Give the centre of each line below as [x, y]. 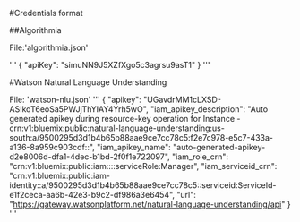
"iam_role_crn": [200, 157]
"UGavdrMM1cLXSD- [182, 99]
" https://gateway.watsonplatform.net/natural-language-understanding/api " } [150, 204]
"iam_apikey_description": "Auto [210, 109]
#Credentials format [46, 13]
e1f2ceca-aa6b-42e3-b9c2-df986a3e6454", [92, 195]
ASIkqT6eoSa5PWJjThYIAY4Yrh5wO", [79, 109]
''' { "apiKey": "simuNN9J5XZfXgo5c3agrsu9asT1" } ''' [110, 65]
